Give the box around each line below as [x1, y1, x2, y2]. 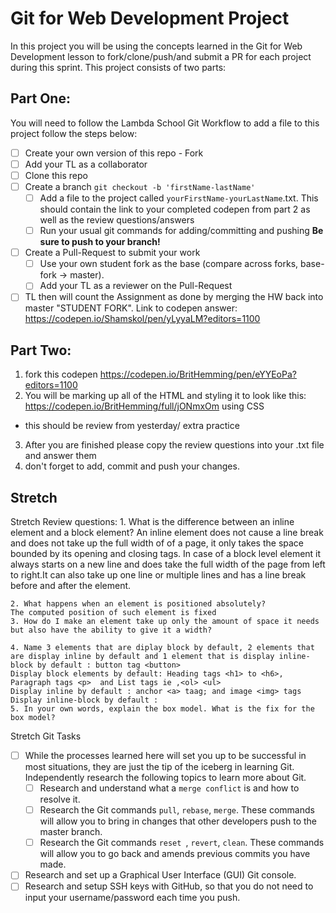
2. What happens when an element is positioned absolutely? [10, 599, 267, 609]
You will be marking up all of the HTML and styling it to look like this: [24, 390, 307, 402]
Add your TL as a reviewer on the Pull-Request [39, 280, 233, 292]
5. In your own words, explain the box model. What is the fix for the [10, 704, 315, 714]
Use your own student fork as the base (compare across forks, [39, 258, 299, 270]
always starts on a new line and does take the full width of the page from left [10, 558, 326, 570]
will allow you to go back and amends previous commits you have [39, 848, 311, 860]
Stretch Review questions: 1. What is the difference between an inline [10, 516, 295, 527]
